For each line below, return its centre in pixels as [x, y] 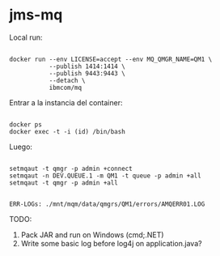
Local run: [26, 37]
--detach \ [67, 80]
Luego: [21, 147]
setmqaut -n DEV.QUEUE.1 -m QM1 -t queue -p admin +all [105, 176]
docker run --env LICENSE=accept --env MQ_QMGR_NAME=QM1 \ [111, 59]
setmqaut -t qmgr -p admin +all [63, 183]
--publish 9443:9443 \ [87, 73]
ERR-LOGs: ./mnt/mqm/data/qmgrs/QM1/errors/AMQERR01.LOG [107, 204]
